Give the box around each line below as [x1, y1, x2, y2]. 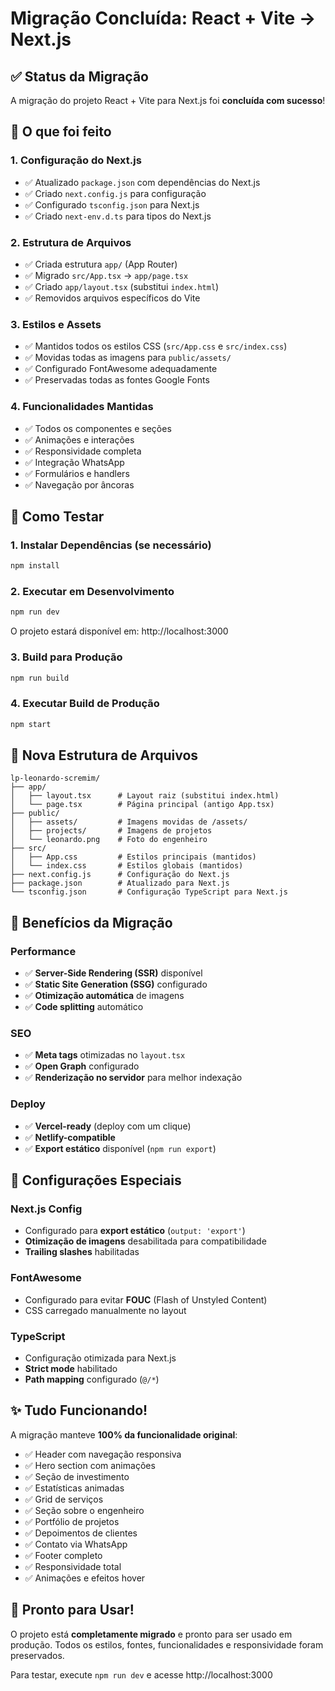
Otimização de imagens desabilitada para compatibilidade [24, 1235, 267, 1247]
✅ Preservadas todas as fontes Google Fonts [24, 374, 210, 386]
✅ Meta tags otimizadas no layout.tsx [24, 1049, 186, 1061]
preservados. [10, 1649, 65, 1661]
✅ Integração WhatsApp [24, 456, 125, 468]
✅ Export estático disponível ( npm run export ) [24, 1142, 217, 1154]
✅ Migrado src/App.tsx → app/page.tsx [24, 269, 189, 281]
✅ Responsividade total [24, 1560, 122, 1572]
